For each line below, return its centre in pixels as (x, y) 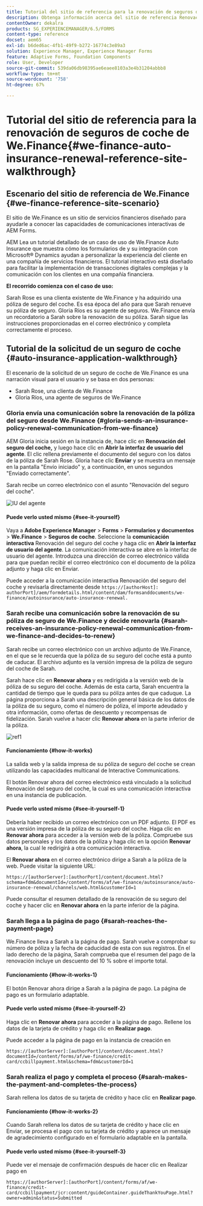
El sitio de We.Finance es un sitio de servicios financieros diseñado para (96, 218)
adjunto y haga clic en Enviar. (43, 569)
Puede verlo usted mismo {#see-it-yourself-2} (66, 1008)
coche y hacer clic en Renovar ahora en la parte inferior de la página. (93, 905)
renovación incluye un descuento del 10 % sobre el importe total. (87, 961)
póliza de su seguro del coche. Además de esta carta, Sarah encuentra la (98, 686)
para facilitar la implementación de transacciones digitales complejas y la (97, 268)
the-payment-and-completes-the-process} (72, 1084)
